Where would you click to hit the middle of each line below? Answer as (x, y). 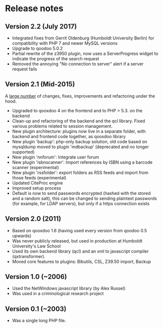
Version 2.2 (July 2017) (41, 26)
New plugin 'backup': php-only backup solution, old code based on (80, 141)
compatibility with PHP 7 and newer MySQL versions (65, 43)
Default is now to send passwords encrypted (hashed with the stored (81, 193)
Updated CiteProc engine (37, 183)
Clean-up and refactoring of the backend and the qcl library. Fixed (78, 121)
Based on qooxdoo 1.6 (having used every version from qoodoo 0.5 (80, 230)
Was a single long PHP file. (39, 321)
